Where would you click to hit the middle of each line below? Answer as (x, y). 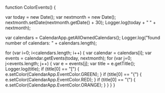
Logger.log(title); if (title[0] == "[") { (42, 69)
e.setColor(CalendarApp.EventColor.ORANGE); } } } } (60, 85)
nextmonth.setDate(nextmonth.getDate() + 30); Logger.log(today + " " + (81, 22)
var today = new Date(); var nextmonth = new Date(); (61, 17)
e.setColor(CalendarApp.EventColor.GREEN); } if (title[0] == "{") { (74, 74)
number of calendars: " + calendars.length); (51, 43)
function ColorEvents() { (30, 7)
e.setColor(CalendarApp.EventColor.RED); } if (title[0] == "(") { (70, 80)
